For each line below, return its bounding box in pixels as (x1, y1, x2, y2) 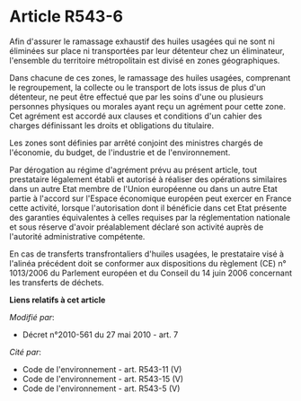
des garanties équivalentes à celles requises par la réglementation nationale (9, 212, 291, 222)
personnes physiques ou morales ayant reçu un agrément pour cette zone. (9, 100, 286, 111)
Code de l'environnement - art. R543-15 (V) (22, 373, 184, 384)
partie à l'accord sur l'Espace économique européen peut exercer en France (9, 193, 292, 204)
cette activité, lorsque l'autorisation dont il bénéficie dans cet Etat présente (9, 202, 288, 213)
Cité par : (9, 346, 42, 357)
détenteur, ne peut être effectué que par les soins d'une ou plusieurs (9, 92, 263, 102)
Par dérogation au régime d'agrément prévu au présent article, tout (9, 164, 258, 175)
